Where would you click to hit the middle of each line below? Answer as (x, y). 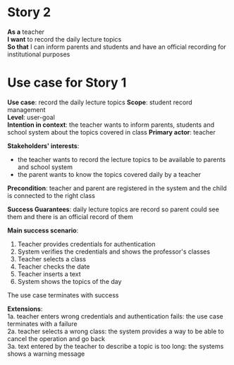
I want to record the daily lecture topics (64, 39)
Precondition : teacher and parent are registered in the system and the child (117, 188)
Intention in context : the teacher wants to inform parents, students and (111, 125)
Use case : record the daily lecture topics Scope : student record (100, 102)
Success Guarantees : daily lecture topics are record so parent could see (113, 209)
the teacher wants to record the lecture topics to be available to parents (122, 159)
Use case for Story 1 (67, 83)
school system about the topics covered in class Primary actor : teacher (112, 132)
